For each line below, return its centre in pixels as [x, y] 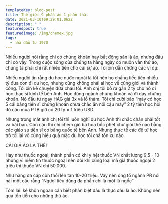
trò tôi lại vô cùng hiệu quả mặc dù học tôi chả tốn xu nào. [65, 135]
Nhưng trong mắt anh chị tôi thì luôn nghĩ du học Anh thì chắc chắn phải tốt [83, 119]
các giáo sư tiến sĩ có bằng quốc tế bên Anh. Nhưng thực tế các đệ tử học [81, 130]
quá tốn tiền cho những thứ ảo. [37, 196]
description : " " [23, 24]
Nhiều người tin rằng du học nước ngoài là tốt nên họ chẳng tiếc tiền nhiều [82, 77]
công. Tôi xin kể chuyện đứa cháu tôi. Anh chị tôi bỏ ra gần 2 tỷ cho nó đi [81, 88]
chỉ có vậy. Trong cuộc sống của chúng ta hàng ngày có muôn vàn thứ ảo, [82, 62]
